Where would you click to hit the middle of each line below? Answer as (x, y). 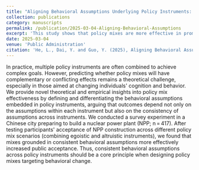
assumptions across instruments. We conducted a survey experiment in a (96, 117)
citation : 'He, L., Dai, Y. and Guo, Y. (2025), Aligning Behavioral (94, 50)
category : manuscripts (34, 22)
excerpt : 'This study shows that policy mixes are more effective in (94, 34)
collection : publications (38, 17)
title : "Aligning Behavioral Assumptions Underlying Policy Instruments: (99, 12)
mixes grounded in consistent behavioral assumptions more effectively (92, 142)
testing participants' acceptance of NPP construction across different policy (99, 129)
